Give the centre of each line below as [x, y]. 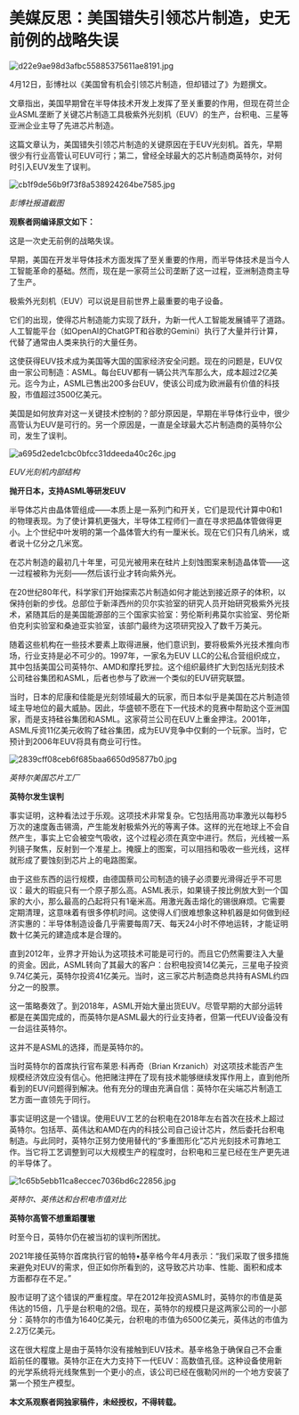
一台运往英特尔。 [40, 1028]
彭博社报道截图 [36, 202]
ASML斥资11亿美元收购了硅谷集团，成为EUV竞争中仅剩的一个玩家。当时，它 [148, 730]
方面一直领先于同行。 [56, 1099]
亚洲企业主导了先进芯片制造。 [64, 125]
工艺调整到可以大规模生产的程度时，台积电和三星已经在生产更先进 [169, 1151]
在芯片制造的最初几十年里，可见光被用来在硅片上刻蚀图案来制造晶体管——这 [149, 561]
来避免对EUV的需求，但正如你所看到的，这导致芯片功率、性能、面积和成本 [146, 1267]
